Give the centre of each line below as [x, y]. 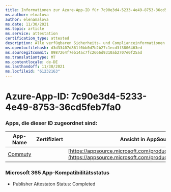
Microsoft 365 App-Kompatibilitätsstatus [58, 173]
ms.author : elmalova [27, 15]
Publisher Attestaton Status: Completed [54, 184]
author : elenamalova [27, 19]
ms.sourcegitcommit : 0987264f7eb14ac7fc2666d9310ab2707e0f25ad [74, 52]
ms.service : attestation [32, 34]
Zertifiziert [50, 139]
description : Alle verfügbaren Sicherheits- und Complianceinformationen [85, 43]
